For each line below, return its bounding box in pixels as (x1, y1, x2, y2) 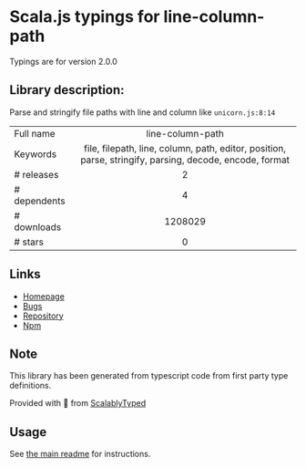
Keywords (14, 148, 57, 161)
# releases (14, 168, 59, 181)
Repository (22, 310, 64, 321)
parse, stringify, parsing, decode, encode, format (80, 153, 290, 166)
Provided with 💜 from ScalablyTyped (9, 398, 147, 409)
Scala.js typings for (9, 6, 160, 27)
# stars (14, 235, 44, 248)
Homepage (22, 290, 66, 302)
